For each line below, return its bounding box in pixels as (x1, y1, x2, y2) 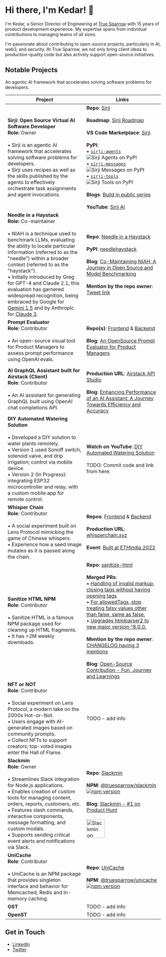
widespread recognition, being (7, 292, 79, 299)
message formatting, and (7, 819, 66, 826)
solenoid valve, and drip (7, 452, 63, 459)
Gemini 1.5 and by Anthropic (7, 304, 74, 311)
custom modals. (7, 825, 45, 832)
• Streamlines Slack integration (7, 775, 80, 782)
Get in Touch (5, 928, 45, 937)
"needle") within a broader (7, 255, 69, 262)
